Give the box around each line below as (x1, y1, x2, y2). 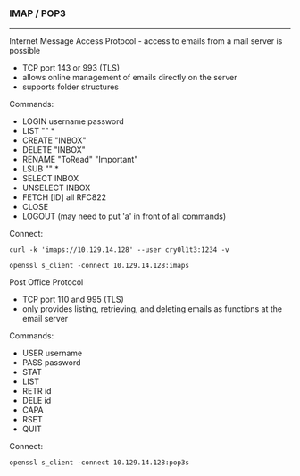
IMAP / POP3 (9, 7, 67, 20)
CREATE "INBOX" (21, 135, 87, 146)
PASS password (21, 357, 81, 368)
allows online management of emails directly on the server (21, 72, 237, 83)
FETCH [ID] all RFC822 (21, 192, 107, 203)
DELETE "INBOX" (21, 145, 87, 155)
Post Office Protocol (9, 277, 84, 288)
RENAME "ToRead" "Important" (21, 154, 138, 165)
